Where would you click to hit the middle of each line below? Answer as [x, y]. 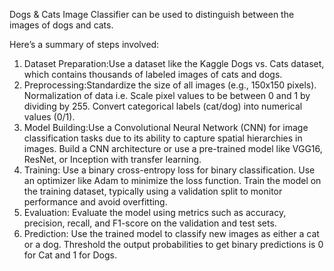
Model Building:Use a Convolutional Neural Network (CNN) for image [166, 127]
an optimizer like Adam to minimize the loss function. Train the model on [172, 180]
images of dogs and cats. [61, 25]
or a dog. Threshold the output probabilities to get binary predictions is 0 [173, 244]
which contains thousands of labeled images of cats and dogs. [153, 74]
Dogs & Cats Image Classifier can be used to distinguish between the [152, 14]
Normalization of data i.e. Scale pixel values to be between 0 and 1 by [167, 95]
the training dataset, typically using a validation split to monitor [153, 191]
